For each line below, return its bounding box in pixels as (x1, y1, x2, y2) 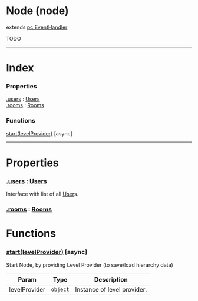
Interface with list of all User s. (6, 190, 79, 198)
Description (94, 275, 128, 283)
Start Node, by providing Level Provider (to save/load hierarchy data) (6, 261, 174, 269)
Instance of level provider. (75, 285, 147, 293)
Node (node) (6, 4, 69, 18)
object (51, 286, 70, 293)
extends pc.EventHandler (6, 24, 68, 31)
